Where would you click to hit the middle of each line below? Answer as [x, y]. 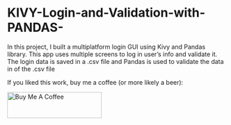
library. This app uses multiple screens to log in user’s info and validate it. [112, 54]
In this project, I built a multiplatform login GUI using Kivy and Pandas [106, 47]
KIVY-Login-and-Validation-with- [106, 13]
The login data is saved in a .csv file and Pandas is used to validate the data [115, 61]
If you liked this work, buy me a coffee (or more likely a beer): [95, 82]
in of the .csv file [31, 69]
